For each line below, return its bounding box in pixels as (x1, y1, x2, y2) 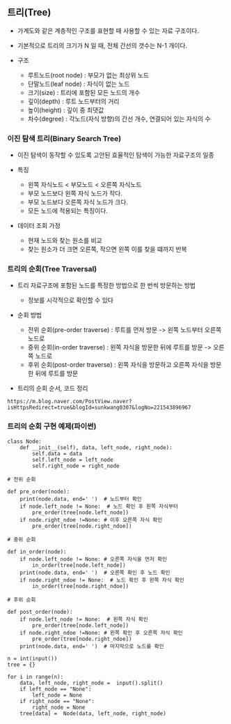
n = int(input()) (7, 655, 58, 662)
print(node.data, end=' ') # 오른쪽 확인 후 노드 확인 (19, 569, 170, 576)
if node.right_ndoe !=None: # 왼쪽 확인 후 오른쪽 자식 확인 (19, 629, 183, 636)
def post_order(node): (7, 608, 73, 615)
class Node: (7, 438, 42, 445)
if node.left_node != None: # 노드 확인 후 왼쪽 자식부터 (19, 503, 179, 510)
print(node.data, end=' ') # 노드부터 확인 (19, 495, 143, 502)
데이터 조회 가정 (17, 222, 61, 230)
